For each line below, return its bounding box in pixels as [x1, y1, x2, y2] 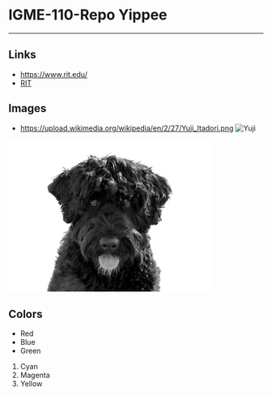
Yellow [19, 379, 43, 389]
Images [8, 101, 47, 115]
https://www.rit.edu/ [19, 69, 87, 79]
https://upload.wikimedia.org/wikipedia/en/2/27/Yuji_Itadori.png [19, 123, 234, 133]
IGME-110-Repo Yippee [8, 6, 168, 24]
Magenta [19, 371, 50, 380]
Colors [8, 307, 43, 321]
